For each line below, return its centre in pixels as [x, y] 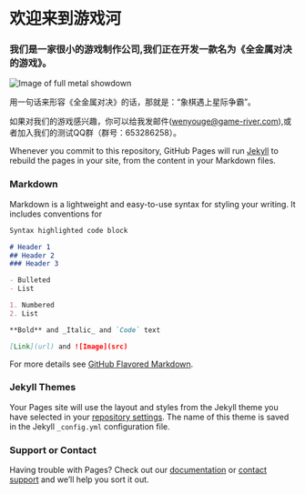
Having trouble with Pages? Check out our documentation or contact [138, 470]
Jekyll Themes [43, 388]
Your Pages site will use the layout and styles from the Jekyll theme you [144, 407]
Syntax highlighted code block [69, 230]
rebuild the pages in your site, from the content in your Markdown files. [142, 161]
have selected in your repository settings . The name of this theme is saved [149, 417]
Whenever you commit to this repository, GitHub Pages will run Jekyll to [144, 151]
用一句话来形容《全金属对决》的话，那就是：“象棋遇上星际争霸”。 [133, 102]
